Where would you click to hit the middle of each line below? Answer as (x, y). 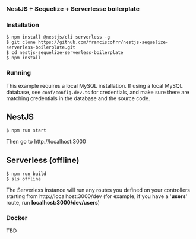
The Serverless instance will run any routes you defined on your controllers (98, 190)
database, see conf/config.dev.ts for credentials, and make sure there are (98, 92)
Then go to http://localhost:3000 (46, 142)
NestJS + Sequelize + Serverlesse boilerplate (73, 9)
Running (19, 73)
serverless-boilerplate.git (41, 47)
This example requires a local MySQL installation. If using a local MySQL (94, 85)
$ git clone (21, 42)
